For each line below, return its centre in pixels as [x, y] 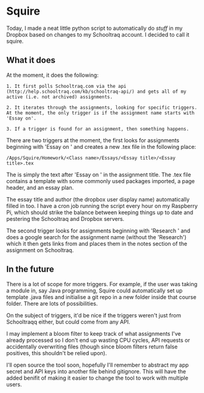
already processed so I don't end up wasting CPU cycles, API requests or [98, 340]
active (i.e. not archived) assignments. [60, 97]
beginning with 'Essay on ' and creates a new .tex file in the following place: [101, 146]
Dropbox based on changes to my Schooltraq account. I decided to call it [98, 34]
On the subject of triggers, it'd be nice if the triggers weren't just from [94, 315]
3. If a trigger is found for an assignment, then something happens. [98, 129]
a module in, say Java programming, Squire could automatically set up [94, 290]
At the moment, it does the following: [52, 75]
